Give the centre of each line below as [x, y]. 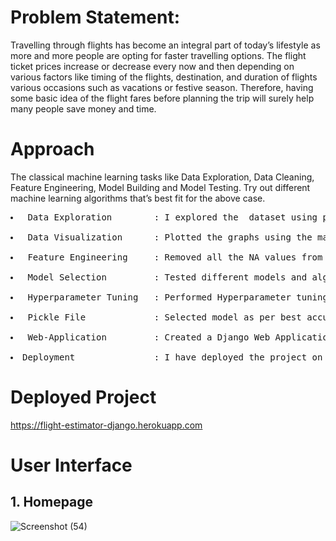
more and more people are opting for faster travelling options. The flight [158, 55]
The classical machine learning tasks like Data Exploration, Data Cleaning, [162, 177]
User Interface [71, 465]
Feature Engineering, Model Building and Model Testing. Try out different [160, 187]
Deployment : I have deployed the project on [172, 357]
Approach [52, 149]
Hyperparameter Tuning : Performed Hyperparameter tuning [177, 297]
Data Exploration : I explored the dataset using [172, 217]
